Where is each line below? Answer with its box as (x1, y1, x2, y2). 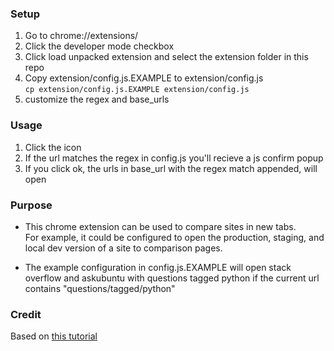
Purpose (10, 198, 53, 212)
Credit (10, 307, 42, 321)
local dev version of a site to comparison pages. (24, 242, 223, 254)
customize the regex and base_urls (24, 93, 170, 106)
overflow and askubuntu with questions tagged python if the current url (24, 272, 320, 284)
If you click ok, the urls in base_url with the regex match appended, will (24, 162, 318, 174)
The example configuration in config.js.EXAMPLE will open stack (24, 261, 292, 273)
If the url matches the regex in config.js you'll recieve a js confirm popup (24, 152, 324, 164)
